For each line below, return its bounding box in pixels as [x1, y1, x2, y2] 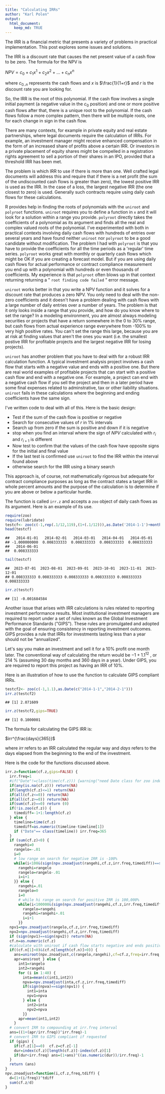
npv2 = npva [27, 1007, 48, 1012]
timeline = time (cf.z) [14, 819, 56, 825]
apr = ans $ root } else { [14, 957, 60, 962]
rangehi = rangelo [18, 865, 52, 870]
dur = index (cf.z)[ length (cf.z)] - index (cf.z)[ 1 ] [14, 1048, 111, 1053]
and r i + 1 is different [12, 436, 53, 443]
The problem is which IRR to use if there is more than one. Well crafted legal [5, 168, 159, 174]
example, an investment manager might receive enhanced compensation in [5, 138, 157, 144]
